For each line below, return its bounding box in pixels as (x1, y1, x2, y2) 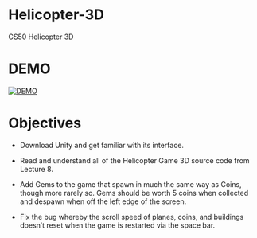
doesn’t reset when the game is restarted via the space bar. (19, 220, 216, 230)
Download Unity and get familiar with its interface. (19, 140, 185, 150)
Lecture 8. (19, 164, 54, 174)
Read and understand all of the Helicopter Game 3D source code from (19, 155, 250, 165)
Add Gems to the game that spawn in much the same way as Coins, (19, 179, 242, 189)
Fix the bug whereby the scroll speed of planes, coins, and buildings (19, 212, 244, 221)
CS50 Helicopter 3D (8, 32, 74, 41)
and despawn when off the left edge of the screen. (19, 197, 187, 206)
